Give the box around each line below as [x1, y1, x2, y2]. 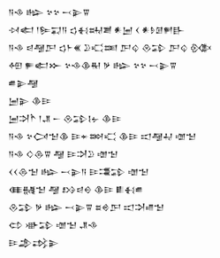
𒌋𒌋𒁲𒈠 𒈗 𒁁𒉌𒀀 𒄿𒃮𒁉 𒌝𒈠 [8, 167, 149, 176]
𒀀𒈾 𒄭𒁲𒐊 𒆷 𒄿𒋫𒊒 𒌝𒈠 [8, 149, 118, 159]
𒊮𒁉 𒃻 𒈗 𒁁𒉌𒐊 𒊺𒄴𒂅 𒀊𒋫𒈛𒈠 [8, 202, 165, 212]
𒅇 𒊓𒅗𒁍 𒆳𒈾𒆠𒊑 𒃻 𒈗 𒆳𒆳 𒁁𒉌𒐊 [8, 60, 178, 70]
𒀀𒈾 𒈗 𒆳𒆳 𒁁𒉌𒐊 [8, 7, 90, 17]
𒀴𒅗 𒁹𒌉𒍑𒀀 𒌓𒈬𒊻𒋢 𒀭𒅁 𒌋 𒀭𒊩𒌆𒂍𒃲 [8, 25, 186, 35]
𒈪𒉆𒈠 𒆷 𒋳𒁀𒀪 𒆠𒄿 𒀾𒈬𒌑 [8, 184, 144, 194]
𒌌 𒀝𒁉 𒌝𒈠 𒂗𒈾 [8, 220, 98, 230]
